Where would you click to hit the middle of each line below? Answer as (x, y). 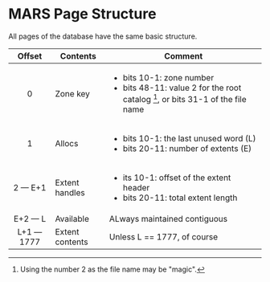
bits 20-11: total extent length (180, 198)
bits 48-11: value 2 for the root (182, 88)
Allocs (67, 144)
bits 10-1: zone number (169, 77)
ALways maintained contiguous (168, 219)
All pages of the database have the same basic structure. (103, 36)
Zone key (73, 93)
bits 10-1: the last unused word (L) (190, 139)
